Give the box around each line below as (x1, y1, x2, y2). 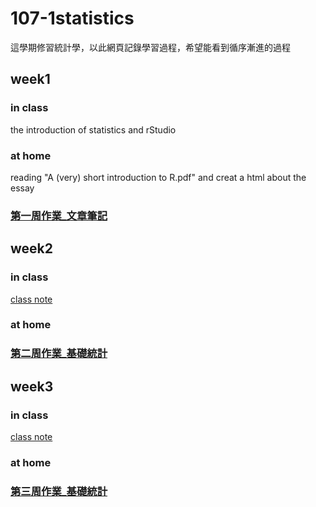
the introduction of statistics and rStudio (10, 123, 177, 136)
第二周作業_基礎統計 (10, 347, 108, 361)
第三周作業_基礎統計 (10, 484, 108, 498)
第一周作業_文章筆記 (10, 208, 108, 222)
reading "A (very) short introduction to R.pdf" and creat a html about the (10, 171, 307, 183)
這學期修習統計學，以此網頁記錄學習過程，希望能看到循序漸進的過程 (10, 41, 291, 53)
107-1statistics (10, 7, 135, 30)
